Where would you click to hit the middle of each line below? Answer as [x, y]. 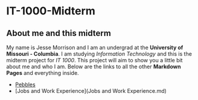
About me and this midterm [59, 33]
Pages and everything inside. [43, 73]
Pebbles [25, 84]
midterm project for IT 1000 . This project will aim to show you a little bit [94, 60]
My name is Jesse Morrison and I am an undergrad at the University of [95, 47]
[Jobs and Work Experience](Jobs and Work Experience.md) [91, 91]
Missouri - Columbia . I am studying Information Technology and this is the [99, 54]
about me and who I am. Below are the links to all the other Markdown [94, 66]
